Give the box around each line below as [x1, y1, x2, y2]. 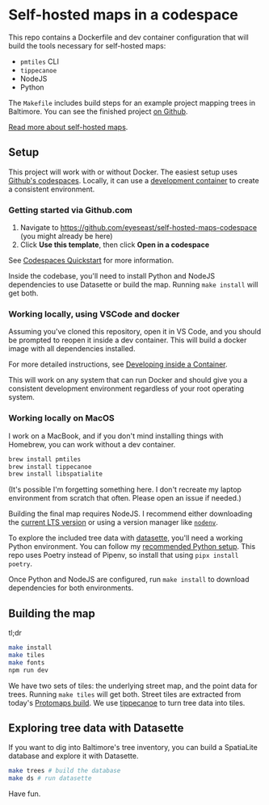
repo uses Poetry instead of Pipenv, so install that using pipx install [8, 551, 239, 560]
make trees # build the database [8, 767, 121, 775]
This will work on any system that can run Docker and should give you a [8, 375, 248, 385]
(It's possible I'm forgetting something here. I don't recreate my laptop [8, 484, 242, 494]
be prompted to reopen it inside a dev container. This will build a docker [8, 335, 247, 345]
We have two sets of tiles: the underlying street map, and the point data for [8, 681, 258, 690]
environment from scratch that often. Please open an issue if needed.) [8, 493, 242, 503]
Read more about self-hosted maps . [8, 122, 128, 132]
